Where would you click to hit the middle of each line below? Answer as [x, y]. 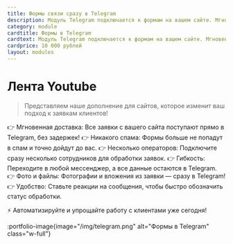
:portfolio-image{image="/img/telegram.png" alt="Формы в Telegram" [108, 226]
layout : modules [31, 53]
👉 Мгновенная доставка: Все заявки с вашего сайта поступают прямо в [116, 127]
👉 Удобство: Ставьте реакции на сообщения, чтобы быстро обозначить [115, 186]
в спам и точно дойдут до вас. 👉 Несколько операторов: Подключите [112, 148]
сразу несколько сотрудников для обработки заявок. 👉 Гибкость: [106, 158]
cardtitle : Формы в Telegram [49, 33]
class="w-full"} [29, 234]
